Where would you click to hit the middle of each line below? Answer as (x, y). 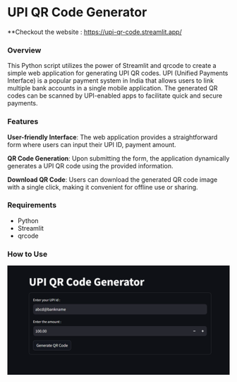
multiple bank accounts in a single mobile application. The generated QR (113, 88)
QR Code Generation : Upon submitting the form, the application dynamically (119, 158)
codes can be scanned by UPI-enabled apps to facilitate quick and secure (115, 95)
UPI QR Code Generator (77, 12)
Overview (24, 50)
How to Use (28, 254)
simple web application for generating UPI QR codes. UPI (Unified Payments (118, 73)
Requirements (32, 205)
